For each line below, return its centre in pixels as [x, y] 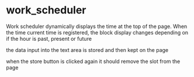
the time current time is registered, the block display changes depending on [97, 32]
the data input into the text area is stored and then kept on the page [87, 50]
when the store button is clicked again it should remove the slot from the [93, 61]
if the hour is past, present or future [49, 38]
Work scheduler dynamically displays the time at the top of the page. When [97, 26]
